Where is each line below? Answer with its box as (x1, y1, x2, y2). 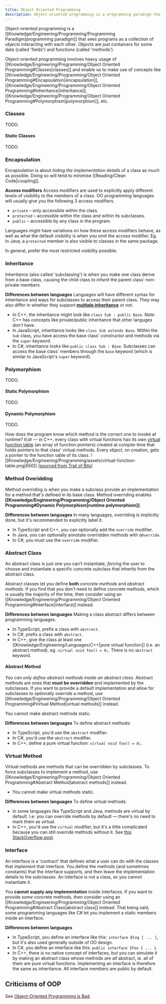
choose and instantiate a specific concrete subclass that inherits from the (5, 566, 155, 571)
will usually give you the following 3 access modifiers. (5, 198, 115, 204)
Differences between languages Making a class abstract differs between (5, 611, 155, 617)
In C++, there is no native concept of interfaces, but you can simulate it (12, 950, 158, 956)
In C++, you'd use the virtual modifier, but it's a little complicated (12, 824, 147, 830)
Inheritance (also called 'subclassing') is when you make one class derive (5, 271, 155, 277)
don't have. (12, 322, 36, 328)
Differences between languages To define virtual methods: (5, 799, 127, 805)
